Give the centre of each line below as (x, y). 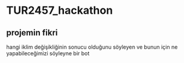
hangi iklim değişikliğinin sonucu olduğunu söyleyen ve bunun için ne (92, 47)
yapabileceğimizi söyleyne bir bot (48, 53)
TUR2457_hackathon (60, 10)
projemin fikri (32, 33)
